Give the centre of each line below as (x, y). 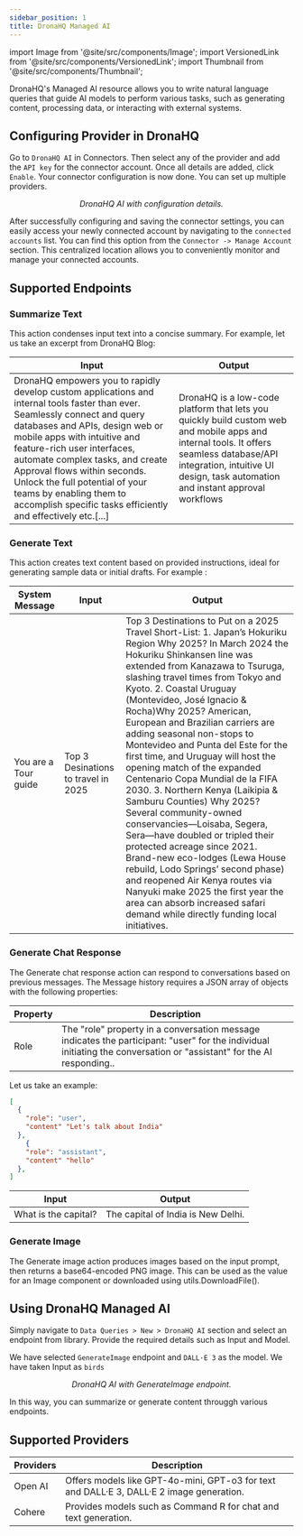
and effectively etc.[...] (62, 516)
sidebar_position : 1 (48, 18)
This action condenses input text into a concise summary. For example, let (147, 333)
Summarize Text (46, 314)
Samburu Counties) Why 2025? (193, 801)
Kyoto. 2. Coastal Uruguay (181, 689)
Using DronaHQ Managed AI (90, 1309)
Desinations (89, 768)
